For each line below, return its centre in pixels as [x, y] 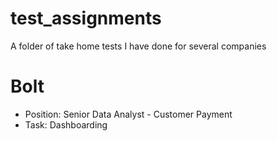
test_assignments [86, 18]
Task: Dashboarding [66, 124]
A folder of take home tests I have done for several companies [138, 46]
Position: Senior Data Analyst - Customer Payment [128, 114]
